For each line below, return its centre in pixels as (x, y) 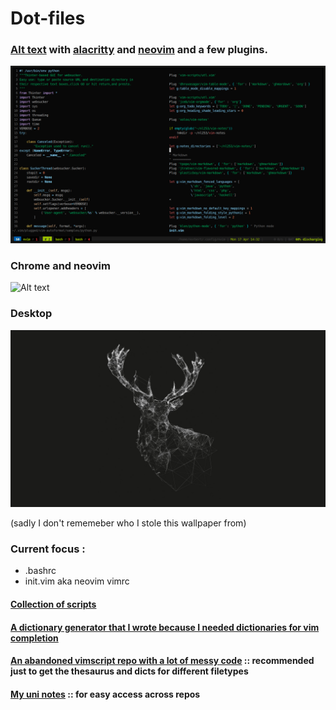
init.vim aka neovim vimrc (77, 581)
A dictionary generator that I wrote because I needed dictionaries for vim (165, 627)
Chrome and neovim (60, 265)
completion (34, 638)
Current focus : (48, 549)
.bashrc (40, 571)
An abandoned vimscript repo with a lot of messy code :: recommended (162, 661)
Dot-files (48, 18)
